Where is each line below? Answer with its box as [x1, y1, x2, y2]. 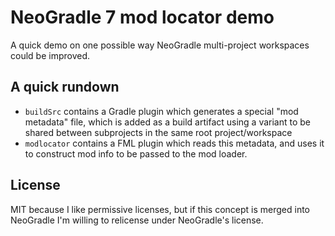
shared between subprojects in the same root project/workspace [24, 126, 293, 138]
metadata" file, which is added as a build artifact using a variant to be [24, 116, 312, 128]
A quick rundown [10, 79, 120, 96]
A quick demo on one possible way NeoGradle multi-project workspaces [10, 39, 310, 51]
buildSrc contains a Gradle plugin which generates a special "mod [24, 105, 299, 117]
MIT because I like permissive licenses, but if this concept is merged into [10, 203, 311, 215]
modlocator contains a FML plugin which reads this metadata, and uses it [24, 137, 325, 149]
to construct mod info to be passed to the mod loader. [24, 147, 248, 160]
